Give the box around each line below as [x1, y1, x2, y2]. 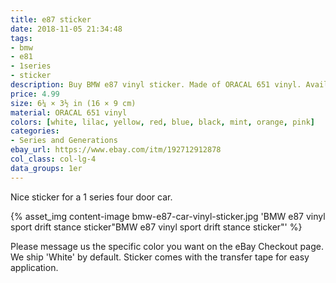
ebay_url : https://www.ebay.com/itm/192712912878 [10, 145, 222, 155]
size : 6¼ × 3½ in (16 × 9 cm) [10, 98, 137, 108]
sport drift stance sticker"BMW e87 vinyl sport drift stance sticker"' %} [10, 221, 303, 233]
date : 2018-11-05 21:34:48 [10, 24, 123, 34]
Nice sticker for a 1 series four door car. [10, 191, 173, 203]
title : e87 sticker [10, 14, 92, 25]
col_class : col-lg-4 [10, 154, 97, 164]
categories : [10, 126, 60, 136]
